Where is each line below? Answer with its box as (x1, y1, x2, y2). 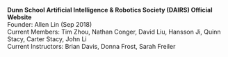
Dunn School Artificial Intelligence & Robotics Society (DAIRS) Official (7, 6, 213, 14)
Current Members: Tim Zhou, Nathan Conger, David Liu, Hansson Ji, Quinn (7, 27, 221, 36)
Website (7, 13, 32, 21)
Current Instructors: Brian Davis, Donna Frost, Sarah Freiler (7, 43, 176, 50)
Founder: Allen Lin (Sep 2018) (7, 21, 92, 28)
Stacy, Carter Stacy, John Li (7, 35, 87, 43)
